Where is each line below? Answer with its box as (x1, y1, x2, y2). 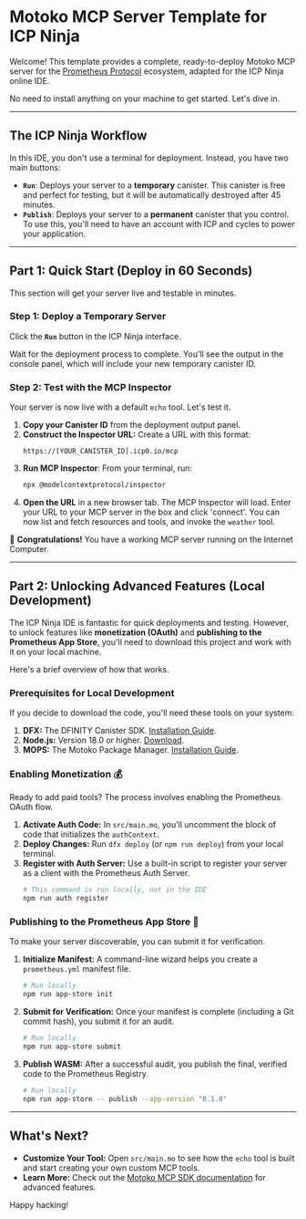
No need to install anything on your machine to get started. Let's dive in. (9, 93, 280, 104)
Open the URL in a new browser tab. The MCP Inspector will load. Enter (22, 497, 291, 508)
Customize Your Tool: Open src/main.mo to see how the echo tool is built (22, 1152, 295, 1163)
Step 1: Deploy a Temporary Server (9, 310, 167, 323)
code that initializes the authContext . (22, 828, 159, 840)
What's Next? (9, 1129, 89, 1144)
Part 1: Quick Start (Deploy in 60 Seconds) (9, 263, 253, 279)
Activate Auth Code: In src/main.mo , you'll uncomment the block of (22, 819, 277, 830)
